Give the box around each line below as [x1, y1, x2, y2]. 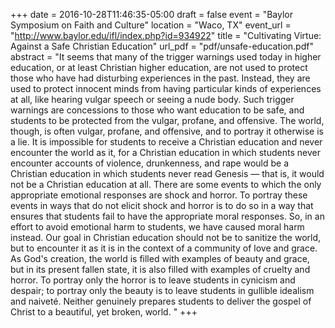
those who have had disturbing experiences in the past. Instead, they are [10, 72, 311, 84]
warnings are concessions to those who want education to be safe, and [10, 104, 305, 116]
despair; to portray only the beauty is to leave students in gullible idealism [10, 285, 315, 296]
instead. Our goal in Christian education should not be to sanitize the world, [10, 232, 322, 243]
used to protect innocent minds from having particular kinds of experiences [10, 83, 322, 94]
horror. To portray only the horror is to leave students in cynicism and [10, 274, 296, 286]
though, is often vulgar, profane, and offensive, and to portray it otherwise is [10, 125, 324, 137]
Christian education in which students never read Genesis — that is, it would [10, 168, 325, 179]
